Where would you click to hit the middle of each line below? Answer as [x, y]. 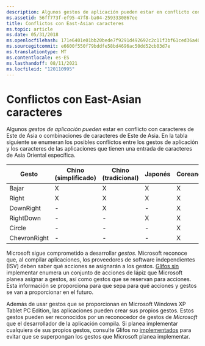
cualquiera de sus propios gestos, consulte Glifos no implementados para [99, 330]
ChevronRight [29, 238]
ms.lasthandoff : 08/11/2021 [42, 63]
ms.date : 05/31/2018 [33, 35]
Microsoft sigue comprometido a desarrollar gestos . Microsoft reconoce [97, 253]
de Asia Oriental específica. [41, 155]
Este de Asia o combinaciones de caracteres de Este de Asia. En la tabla [97, 136]
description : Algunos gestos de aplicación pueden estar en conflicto [98, 12]
